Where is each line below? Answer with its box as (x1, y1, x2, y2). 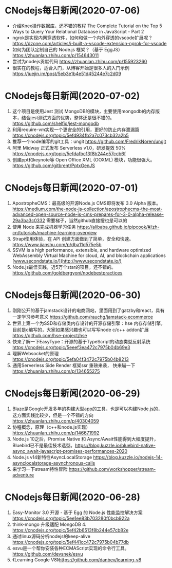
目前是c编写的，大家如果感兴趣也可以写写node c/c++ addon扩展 (12, 326, 149, 333)
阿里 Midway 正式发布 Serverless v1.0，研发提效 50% (12, 144, 126, 151)
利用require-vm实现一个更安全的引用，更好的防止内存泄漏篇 (12, 126, 140, 133)
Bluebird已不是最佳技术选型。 (12, 442, 75, 448)
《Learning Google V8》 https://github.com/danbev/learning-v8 (12, 556, 142, 563)
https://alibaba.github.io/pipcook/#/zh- (77, 224, 160, 230)
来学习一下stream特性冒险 (12, 466, 68, 472)
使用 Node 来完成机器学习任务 (12, 224, 77, 230)
